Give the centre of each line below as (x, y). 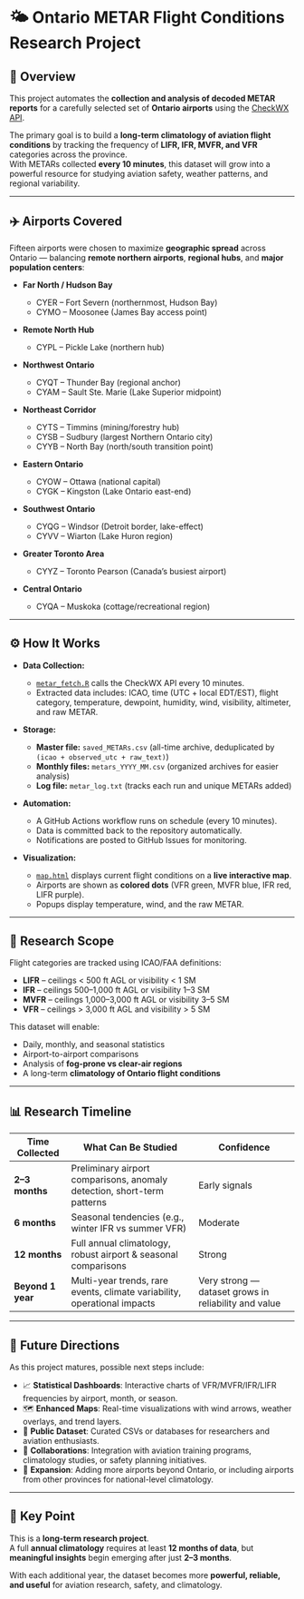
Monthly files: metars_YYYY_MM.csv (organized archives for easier (157, 766)
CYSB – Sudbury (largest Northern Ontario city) (124, 437)
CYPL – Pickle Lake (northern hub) (100, 347)
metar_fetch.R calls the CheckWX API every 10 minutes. (140, 682)
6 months (35, 1223)
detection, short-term (118, 1192)
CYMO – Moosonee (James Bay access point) (122, 312)
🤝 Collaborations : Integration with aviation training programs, (137, 1451)
